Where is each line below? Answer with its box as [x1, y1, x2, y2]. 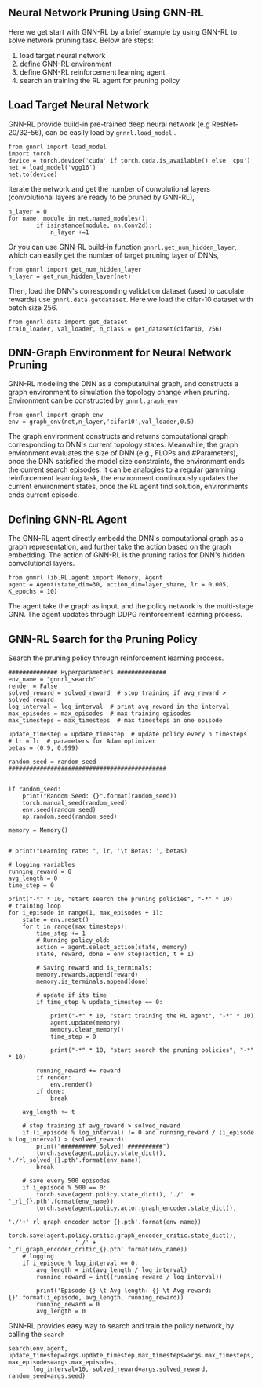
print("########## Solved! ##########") [36, 1142, 170, 1151]
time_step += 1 [36, 930, 86, 937]
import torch [8, 149, 51, 158]
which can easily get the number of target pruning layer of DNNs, [8, 250, 220, 260]
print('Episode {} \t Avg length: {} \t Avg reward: [36, 1287, 213, 1295]
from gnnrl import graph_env [8, 411, 104, 419]
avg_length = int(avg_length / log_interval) [36, 1266, 188, 1274]
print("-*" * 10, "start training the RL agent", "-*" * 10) [49, 1012, 255, 1020]
